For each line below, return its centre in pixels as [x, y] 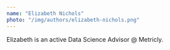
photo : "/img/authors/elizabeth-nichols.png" [73, 20]
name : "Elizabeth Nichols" [45, 13]
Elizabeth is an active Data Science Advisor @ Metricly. [85, 39]
